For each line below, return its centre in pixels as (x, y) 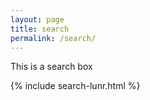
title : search (40, 29)
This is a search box (51, 67)
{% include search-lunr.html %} (75, 86)
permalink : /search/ (53, 38)
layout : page (37, 19)
